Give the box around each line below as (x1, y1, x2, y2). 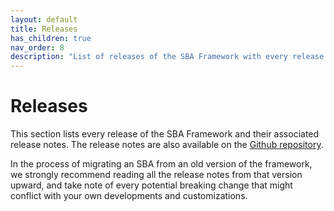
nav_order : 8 (10, 42, 65, 53)
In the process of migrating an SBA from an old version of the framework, (10, 158, 313, 170)
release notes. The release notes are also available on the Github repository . (10, 139, 324, 151)
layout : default (10, 14, 78, 25)
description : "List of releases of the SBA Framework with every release (10, 52, 325, 62)
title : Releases (10, 24, 78, 34)
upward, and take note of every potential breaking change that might (10, 179, 293, 191)
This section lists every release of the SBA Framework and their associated (10, 128, 320, 140)
